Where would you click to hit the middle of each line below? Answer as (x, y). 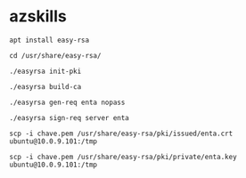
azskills (38, 16)
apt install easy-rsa (49, 40)
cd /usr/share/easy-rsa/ (55, 55)
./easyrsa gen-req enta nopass (67, 102)
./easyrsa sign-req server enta (69, 117)
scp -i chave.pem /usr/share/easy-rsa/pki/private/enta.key (123, 157)
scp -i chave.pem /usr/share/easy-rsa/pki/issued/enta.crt (121, 133)
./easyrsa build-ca (45, 86)
